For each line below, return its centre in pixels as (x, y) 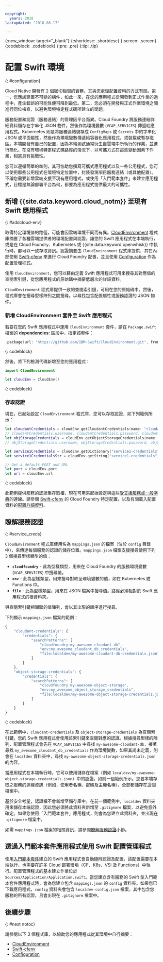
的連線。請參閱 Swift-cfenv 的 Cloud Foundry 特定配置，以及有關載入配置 (83, 499)
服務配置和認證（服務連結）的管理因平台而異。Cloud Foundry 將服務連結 (78, 120)
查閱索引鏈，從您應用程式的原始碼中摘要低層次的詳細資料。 (65, 279)
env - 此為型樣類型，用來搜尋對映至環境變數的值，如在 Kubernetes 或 (81, 579)
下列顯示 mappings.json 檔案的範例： (42, 618)
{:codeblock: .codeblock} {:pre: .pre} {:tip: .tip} (52, 46)
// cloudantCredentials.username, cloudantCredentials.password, (72, 434)
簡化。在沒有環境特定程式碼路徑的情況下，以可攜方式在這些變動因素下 (79, 150)
